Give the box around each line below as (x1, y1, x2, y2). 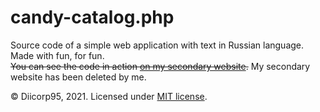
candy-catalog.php (10, 6, 175, 29)
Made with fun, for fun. (10, 49, 105, 61)
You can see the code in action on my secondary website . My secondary (10, 60, 311, 72)
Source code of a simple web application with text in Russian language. (10, 39, 305, 51)
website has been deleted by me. (10, 71, 147, 83)
